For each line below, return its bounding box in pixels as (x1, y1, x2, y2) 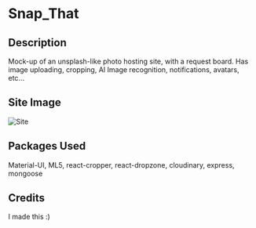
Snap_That (8, 5, 80, 23)
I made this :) (8, 212, 51, 222)
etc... (8, 74, 25, 82)
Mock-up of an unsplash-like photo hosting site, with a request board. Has (8, 56, 249, 66)
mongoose (8, 168, 43, 178)
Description (8, 36, 67, 49)
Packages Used (8, 139, 86, 153)
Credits (8, 191, 46, 204)
